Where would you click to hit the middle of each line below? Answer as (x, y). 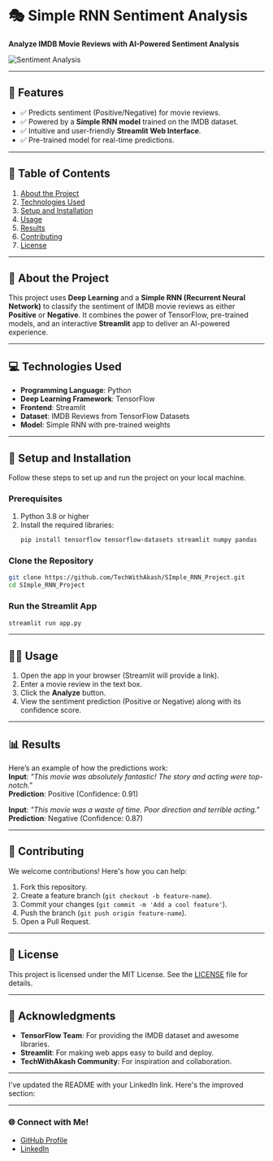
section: (22, 1093)
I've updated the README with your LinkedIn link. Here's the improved (126, 1085)
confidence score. (51, 710)
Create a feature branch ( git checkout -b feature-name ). (116, 895)
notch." (20, 785)
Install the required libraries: (67, 525)
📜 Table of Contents (59, 174)
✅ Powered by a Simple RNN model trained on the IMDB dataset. (129, 121)
